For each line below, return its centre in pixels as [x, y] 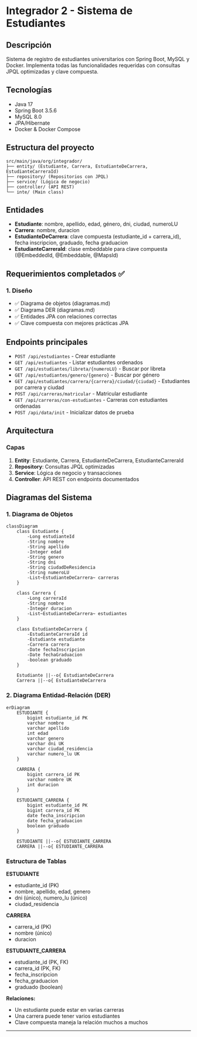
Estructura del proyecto [50, 148]
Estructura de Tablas [36, 861]
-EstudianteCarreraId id [57, 635]
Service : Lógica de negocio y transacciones [68, 473]
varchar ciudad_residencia [60, 749]
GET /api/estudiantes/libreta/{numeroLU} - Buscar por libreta [90, 368]
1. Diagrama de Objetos [40, 514]
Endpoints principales [47, 342]
